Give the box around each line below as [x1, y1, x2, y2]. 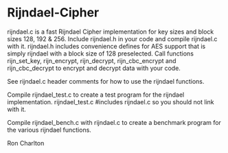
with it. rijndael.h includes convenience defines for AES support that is [7, 42, 206, 50]
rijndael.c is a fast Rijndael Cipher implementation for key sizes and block [7, 27, 214, 36]
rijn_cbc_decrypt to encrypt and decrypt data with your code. [7, 64, 181, 72]
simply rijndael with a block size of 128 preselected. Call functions [7, 49, 194, 58]
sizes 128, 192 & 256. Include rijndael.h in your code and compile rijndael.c [7, 34, 218, 43]
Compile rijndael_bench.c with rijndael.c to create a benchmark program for [7, 118, 222, 126]
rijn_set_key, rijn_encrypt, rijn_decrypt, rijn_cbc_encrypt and [7, 56, 176, 64]
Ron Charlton [7, 139, 45, 147]
